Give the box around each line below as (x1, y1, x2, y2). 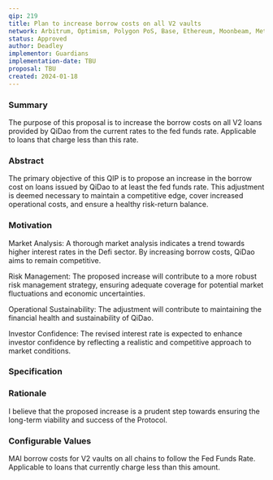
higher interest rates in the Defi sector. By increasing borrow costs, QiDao (8, 247, 255, 257)
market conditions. (8, 346, 71, 356)
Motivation (8, 220, 53, 231)
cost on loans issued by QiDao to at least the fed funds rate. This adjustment (8, 182, 265, 192)
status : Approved (8, 34, 67, 43)
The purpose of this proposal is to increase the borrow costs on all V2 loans (8, 117, 262, 127)
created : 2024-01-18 (8, 72, 79, 80)
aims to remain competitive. (8, 255, 102, 265)
